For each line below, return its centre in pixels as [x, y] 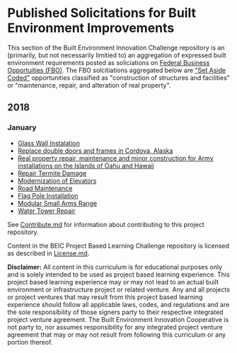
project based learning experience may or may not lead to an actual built [113, 282]
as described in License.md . [48, 253]
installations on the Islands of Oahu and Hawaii [86, 166]
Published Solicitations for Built [102, 13]
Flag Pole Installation [48, 195]
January [22, 127]
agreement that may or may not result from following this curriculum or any [117, 335]
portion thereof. [30, 342]
